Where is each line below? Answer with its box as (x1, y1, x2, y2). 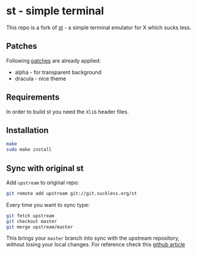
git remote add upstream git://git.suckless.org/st (6, 190, 137, 196)
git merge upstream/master (6, 224, 73, 230)
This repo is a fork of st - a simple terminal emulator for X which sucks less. (6, 24, 192, 31)
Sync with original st (6, 163, 84, 174)
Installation (6, 125, 49, 135)
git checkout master (6, 218, 58, 224)
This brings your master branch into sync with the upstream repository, (6, 234, 180, 242)
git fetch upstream (6, 213, 55, 219)
